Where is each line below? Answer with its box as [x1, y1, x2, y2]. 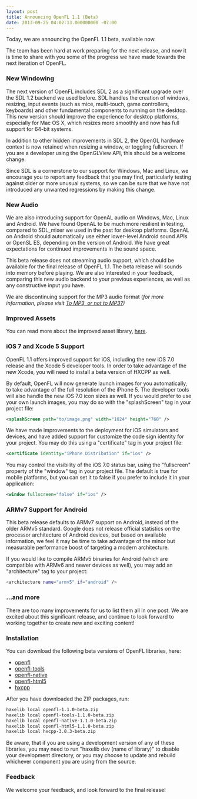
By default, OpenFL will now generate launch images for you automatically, [6, 380, 188, 387]
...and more [6, 593, 40, 601]
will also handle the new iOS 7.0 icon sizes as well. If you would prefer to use [6, 392, 192, 399]
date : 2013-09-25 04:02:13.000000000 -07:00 [6, 19, 117, 25]
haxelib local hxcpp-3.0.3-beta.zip [6, 729, 96, 735]
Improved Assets [6, 314, 56, 322]
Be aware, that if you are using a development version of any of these [6, 739, 175, 747]
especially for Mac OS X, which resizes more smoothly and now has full [6, 119, 180, 126]
